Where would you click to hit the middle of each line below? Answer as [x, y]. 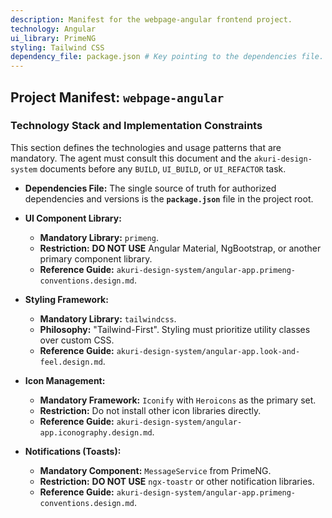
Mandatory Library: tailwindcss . [108, 318]
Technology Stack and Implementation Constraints [136, 126]
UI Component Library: [73, 218]
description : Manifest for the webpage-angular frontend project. [151, 19]
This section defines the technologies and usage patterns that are [146, 147]
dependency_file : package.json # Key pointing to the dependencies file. [167, 57]
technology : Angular [53, 29]
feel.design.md [71, 362]
